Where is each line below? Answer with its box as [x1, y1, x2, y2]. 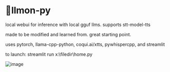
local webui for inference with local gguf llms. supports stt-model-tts [5, 21, 150, 28]
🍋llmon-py [5, 5, 51, 16]
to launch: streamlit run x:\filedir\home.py [5, 51, 92, 57]
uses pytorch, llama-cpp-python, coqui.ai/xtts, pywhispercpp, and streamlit [5, 41, 165, 47]
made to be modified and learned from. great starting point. [5, 31, 131, 37]
